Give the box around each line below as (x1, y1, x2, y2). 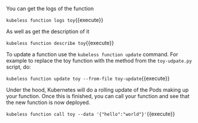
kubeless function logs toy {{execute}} (6, 17, 104, 23)
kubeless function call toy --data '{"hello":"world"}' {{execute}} (6, 111, 175, 117)
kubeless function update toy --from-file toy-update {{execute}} (6, 75, 170, 82)
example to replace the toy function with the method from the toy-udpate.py (6, 57, 192, 64)
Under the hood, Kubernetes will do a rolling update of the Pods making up (6, 86, 189, 93)
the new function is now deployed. (6, 99, 91, 106)
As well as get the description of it (6, 28, 90, 35)
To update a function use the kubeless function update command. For (6, 51, 178, 58)
